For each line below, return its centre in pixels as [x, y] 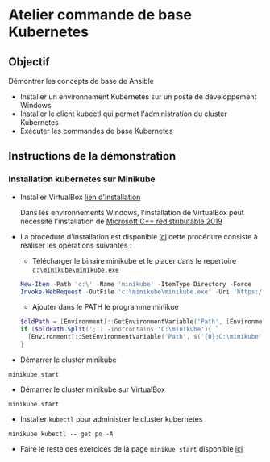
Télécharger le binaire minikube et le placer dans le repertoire [134, 260]
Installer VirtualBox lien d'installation [80, 197]
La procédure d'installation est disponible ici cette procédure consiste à [139, 236]
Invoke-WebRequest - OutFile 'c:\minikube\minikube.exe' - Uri [125, 292]
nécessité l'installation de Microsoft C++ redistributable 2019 [121, 221]
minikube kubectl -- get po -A [61, 434]
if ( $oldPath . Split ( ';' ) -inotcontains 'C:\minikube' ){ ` [119, 329]
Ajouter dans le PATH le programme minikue [105, 307]
